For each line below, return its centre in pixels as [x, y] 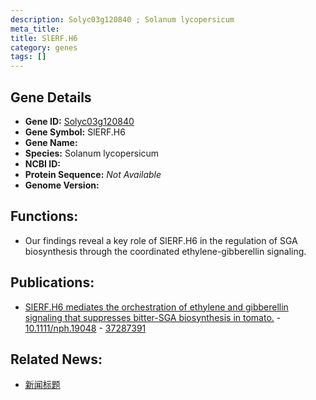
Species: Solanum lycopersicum [92, 153]
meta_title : [35, 29]
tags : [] [28, 57]
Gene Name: [51, 142]
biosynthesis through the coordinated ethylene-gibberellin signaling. [165, 251]
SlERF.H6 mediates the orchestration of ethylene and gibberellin [156, 307]
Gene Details [51, 97]
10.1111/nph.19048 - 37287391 [85, 328]
